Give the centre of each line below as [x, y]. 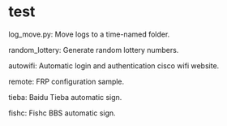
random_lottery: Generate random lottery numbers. [94, 50]
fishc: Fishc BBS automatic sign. [62, 113]
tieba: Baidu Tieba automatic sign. [65, 97]
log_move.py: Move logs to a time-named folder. [89, 34]
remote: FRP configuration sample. [66, 81]
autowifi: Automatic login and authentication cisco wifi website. [114, 65]
